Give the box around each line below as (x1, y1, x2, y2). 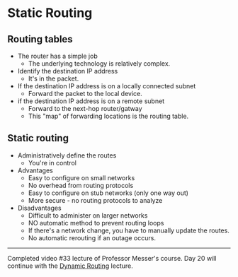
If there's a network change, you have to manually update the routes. (28, 226, 230, 235)
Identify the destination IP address (17, 67, 118, 75)
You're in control (28, 158, 76, 167)
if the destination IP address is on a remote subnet (17, 97, 165, 105)
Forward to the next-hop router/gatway (28, 105, 143, 112)
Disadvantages (17, 204, 62, 212)
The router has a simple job (17, 52, 98, 60)
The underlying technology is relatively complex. (28, 59, 171, 68)
